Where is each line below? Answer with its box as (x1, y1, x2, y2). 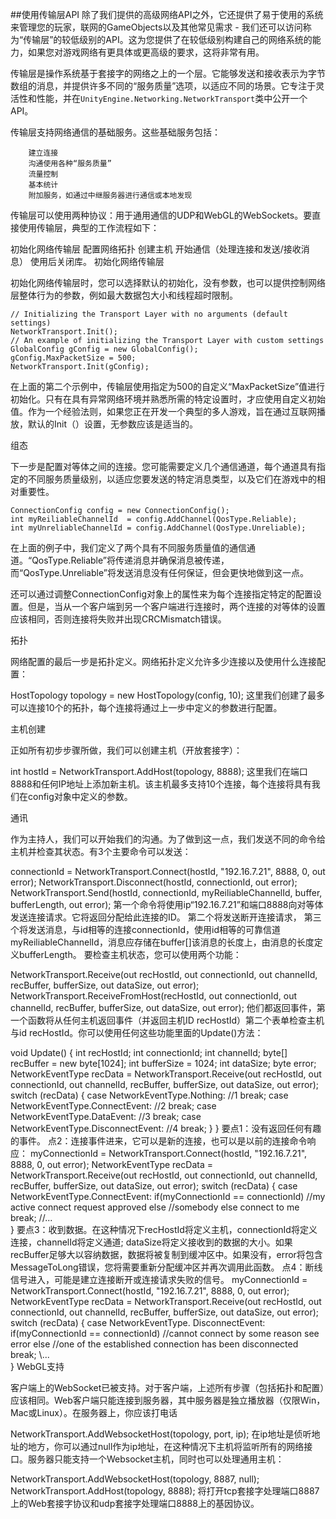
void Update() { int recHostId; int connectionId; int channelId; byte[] (10, 1047, 288, 1058)
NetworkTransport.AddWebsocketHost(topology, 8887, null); (10, 1473, 260, 1485)
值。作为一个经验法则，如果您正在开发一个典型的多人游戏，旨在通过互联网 (10, 406, 317, 417)
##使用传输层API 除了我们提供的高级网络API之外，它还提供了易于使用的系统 (10, 9, 324, 20)
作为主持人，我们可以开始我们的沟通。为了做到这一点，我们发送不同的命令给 (10, 833, 326, 845)
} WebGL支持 (10, 1361, 65, 1372)
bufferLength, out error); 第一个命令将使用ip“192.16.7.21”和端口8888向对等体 (10, 899, 324, 910)
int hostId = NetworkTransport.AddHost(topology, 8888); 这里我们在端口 (10, 766, 308, 777)
